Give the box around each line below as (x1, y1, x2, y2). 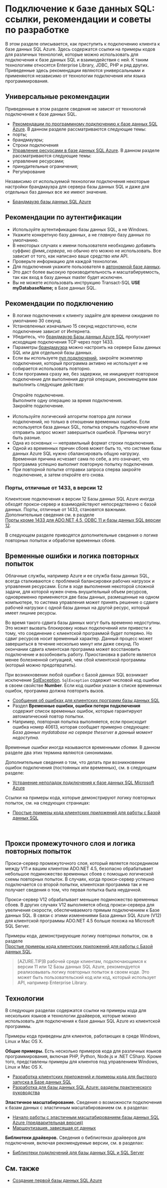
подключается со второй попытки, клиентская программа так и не (5, 881, 149, 887)
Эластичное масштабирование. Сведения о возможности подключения (5, 1099, 162, 1105)
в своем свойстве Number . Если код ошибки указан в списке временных (5, 682, 162, 688)
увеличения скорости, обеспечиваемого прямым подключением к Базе (5, 907, 160, 913)
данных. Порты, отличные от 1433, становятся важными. (5, 506, 127, 512)
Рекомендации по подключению (5, 299, 114, 307)
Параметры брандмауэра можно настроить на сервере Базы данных (12, 344, 161, 350)
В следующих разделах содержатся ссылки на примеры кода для (5, 1007, 147, 1013)
